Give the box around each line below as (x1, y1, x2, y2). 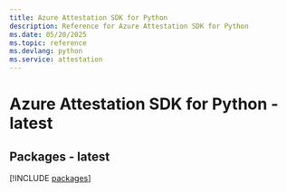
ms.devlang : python (9, 47, 83, 56)
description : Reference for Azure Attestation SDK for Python (9, 22, 249, 31)
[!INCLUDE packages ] (9, 173, 91, 183)
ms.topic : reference (9, 38, 88, 48)
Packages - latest (9, 149, 110, 164)
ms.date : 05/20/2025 (9, 30, 88, 39)
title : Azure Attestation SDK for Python (9, 13, 168, 23)
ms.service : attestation (9, 55, 103, 64)
